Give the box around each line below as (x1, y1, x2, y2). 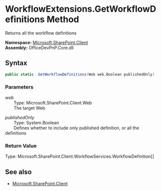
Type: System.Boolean (14, 119, 59, 125)
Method (46, 14, 80, 25)
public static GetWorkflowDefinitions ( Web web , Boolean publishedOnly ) (5, 72, 155, 77)
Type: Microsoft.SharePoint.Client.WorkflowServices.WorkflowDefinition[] (5, 153, 155, 160)
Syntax (5, 59, 27, 67)
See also (5, 167, 32, 176)
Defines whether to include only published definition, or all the (14, 125, 139, 131)
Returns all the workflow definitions (5, 30, 77, 36)
